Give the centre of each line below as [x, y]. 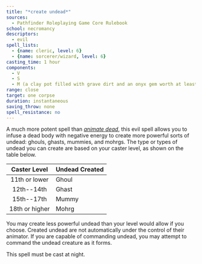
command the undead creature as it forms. [59, 243]
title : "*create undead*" [38, 12]
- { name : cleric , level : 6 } [47, 51]
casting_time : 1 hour [33, 62]
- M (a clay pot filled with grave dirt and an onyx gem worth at [96, 85]
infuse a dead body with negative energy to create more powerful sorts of [98, 136]
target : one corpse [31, 95]
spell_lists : [23, 46]
